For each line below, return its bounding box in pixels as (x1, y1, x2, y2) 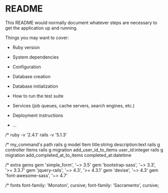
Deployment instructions (12, 112, 64, 118)
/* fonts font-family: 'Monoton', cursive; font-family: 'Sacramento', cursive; (5, 182, 159, 188)
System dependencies (12, 54, 59, 60)
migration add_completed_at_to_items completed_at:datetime (5, 152, 132, 158)
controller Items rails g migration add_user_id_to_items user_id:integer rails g (5, 146, 163, 153)
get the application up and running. (5, 25, 78, 31)
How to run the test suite (12, 93, 64, 99)
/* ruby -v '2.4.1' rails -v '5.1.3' (5, 131, 67, 138)
